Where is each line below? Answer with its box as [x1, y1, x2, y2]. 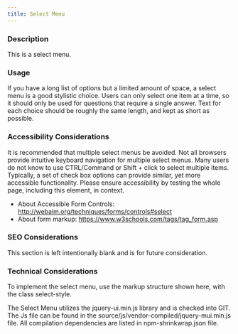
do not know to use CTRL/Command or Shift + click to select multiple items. [7, 163, 229, 171]
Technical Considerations [7, 266, 98, 276]
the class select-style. [7, 290, 72, 298]
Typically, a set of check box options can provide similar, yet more [7, 171, 201, 179]
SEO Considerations [7, 232, 78, 242]
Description [7, 33, 49, 43]
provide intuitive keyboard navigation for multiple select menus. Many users [7, 156, 229, 164]
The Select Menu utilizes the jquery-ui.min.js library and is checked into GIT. [7, 303, 231, 313]
